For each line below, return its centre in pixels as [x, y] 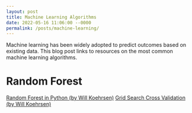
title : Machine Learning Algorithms [51, 17]
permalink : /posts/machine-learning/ [53, 28]
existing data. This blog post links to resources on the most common [90, 51]
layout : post [22, 12]
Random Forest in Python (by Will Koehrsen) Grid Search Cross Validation [96, 98]
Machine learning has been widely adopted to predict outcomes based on [96, 45]
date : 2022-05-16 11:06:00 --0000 [49, 22]
